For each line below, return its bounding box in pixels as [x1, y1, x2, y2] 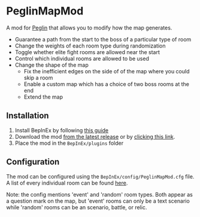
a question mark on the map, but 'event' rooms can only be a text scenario [6, 197, 190, 204]
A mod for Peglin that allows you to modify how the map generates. [6, 24, 172, 31]
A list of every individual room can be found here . [6, 179, 128, 186]
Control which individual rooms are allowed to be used [14, 55, 150, 62]
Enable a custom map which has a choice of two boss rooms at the [23, 80, 190, 88]
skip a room [23, 74, 53, 81]
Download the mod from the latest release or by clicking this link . [14, 133, 175, 140]
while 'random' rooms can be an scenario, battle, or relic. [6, 203, 147, 211]
